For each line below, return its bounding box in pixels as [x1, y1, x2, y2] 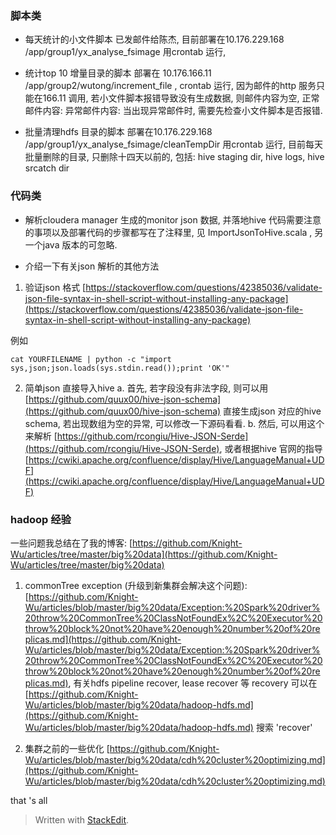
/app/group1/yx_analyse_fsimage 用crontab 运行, [24, 46, 227, 58]
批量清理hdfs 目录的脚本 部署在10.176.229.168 [24, 126, 213, 138]
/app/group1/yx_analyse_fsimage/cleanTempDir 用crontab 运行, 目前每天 [24, 138, 323, 151]
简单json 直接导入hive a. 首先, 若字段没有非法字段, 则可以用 [24, 382, 269, 394]
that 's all [10, 794, 48, 806]
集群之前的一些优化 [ [24, 742, 110, 754]
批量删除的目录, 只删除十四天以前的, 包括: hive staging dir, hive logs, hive [24, 151, 325, 163]
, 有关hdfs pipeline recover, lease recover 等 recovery [68, 677, 289, 689]
